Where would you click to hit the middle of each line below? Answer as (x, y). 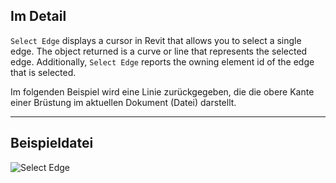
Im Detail (38, 16)
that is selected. (43, 72)
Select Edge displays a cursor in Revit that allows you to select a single (156, 40)
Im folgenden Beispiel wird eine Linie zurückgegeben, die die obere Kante (162, 91)
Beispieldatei (52, 143)
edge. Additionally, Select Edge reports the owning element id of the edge (162, 61)
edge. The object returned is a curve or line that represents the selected (159, 51)
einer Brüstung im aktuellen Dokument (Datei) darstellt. (123, 102)
